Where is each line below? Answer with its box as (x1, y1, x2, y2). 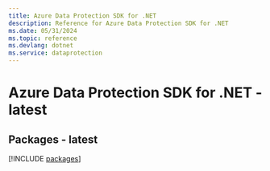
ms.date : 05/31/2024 (8, 26, 78, 35)
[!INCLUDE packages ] (8, 154, 81, 163)
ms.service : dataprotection (8, 49, 103, 57)
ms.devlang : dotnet (8, 42, 74, 50)
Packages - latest (8, 132, 98, 146)
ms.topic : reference (8, 34, 78, 43)
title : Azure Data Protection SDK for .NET (8, 11, 157, 20)
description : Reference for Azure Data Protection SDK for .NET (8, 19, 229, 27)
